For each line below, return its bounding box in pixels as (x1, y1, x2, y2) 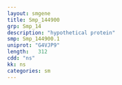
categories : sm (7, 67, 51, 74)
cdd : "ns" (7, 55, 36, 62)
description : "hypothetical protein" (7, 29, 116, 36)
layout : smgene (7, 10, 51, 17)
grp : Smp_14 (7, 23, 41, 29)
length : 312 (7, 49, 48, 56)
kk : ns (7, 61, 26, 68)
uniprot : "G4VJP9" (7, 42, 60, 49)
